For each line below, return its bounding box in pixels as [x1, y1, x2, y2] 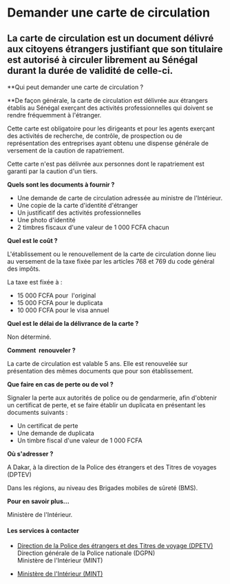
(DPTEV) [7, 471, 32, 478]
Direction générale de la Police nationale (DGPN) [17, 549, 156, 557]
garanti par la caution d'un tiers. [7, 167, 98, 175]
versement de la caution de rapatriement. [7, 146, 125, 155]
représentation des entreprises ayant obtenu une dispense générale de [7, 139, 209, 147]
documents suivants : [7, 409, 68, 416]
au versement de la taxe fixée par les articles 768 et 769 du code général [7, 257, 215, 265]
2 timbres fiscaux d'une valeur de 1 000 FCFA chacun [17, 223, 170, 231]
